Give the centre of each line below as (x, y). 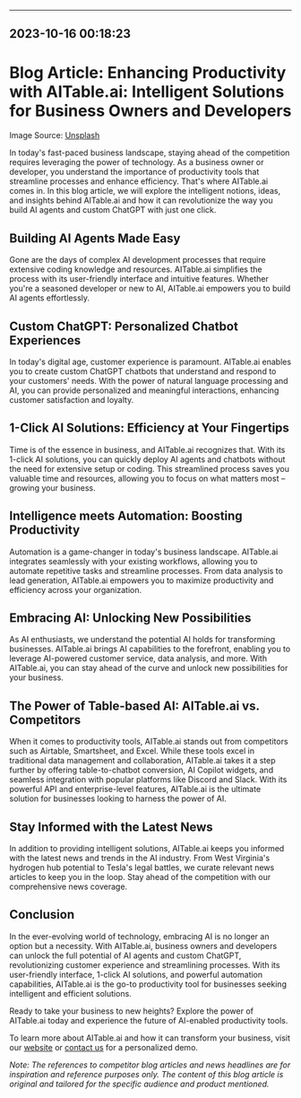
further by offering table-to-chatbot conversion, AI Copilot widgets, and (142, 770)
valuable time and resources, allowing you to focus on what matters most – (147, 478)
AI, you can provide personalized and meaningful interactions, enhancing (144, 390)
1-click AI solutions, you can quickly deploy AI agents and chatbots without (147, 459)
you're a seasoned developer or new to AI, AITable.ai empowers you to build (150, 289)
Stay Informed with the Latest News (111, 827)
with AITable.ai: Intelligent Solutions (147, 91)
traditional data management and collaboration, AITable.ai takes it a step (142, 761)
